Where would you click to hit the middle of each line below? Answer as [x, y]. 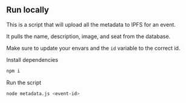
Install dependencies [32, 59]
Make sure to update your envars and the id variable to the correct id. [93, 48]
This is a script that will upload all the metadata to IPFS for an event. [91, 24]
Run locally [28, 10]
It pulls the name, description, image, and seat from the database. [88, 36]
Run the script [24, 82]
